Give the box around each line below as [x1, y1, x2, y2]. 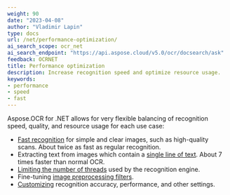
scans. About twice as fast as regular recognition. [17, 143, 161, 151]
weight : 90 [7, 10, 39, 18]
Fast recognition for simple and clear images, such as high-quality [17, 135, 209, 144]
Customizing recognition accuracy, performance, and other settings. [17, 180, 215, 188]
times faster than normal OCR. [17, 158, 105, 166]
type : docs [7, 29, 39, 37]
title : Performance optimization [7, 62, 105, 69]
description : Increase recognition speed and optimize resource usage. [7, 69, 221, 76]
